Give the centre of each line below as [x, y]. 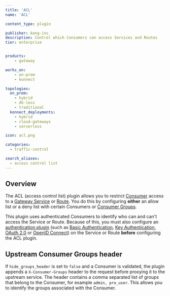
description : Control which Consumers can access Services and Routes [81, 38]
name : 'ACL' [18, 15]
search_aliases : [22, 158]
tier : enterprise [24, 43]
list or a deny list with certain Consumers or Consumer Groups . [71, 207]
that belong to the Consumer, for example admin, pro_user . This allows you [84, 283]
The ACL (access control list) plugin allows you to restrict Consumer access [84, 196]
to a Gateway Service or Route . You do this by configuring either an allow [82, 202]
